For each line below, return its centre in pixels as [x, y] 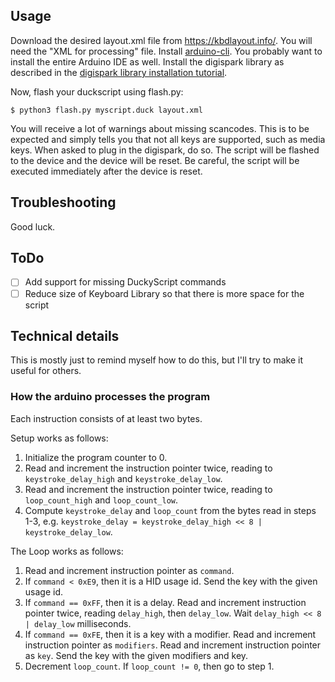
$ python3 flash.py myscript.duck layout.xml [106, 110]
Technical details [65, 335]
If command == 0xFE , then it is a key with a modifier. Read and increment [170, 634]
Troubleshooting [63, 202]
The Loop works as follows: [67, 551]
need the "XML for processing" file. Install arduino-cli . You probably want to [166, 51]
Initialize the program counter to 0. [96, 457]
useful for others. [46, 371]
